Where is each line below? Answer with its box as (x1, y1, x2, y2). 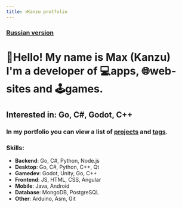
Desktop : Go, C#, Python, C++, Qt (14, 163, 100, 170)
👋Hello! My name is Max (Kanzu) (6, 50, 171, 64)
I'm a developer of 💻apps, (6, 64, 139, 77)
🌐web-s (141, 64, 177, 77)
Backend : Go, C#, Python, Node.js (14, 157, 100, 164)
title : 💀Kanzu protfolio (6, 8, 67, 15)
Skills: (6, 144, 25, 152)
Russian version (6, 28, 54, 36)
